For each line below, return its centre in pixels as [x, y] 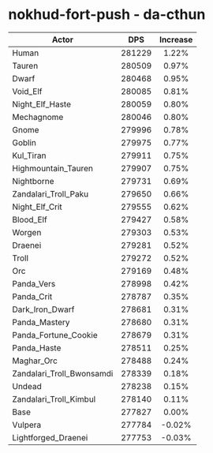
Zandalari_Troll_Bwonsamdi [63, 373]
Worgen [27, 232]
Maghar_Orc [35, 361]
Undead [27, 386]
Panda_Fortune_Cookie [55, 335]
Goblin [24, 142]
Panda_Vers [34, 283]
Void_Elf [27, 91]
